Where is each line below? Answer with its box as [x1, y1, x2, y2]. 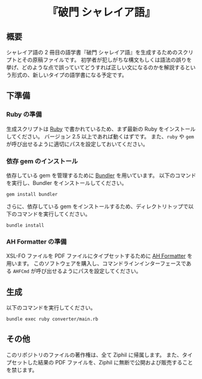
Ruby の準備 [6, 110, 42, 118]
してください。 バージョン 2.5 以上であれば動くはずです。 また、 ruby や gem [6, 132, 194, 140]
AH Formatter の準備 [6, 237, 67, 245]
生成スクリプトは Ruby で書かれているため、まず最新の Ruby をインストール [6, 125, 196, 132]
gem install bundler [6, 191, 58, 197]
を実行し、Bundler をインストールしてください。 [6, 179, 127, 186]
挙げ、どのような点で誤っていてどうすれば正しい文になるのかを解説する [6, 64, 185, 71]
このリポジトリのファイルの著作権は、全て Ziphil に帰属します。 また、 [6, 351, 183, 358]
